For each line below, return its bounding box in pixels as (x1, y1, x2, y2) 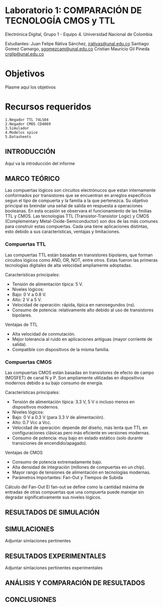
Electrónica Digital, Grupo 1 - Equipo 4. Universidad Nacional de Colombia (5, 31, 153, 37)
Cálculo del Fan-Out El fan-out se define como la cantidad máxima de (5, 484, 145, 490)
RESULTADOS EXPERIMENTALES (5, 552, 106, 560)
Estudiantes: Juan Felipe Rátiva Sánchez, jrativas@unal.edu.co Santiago (5, 40, 149, 46)
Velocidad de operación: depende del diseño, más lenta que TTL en (12, 425, 148, 430)
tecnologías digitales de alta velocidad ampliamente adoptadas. (5, 262, 132, 268)
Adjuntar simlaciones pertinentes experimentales (5, 565, 103, 571)
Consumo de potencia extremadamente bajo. (12, 459, 103, 465)
